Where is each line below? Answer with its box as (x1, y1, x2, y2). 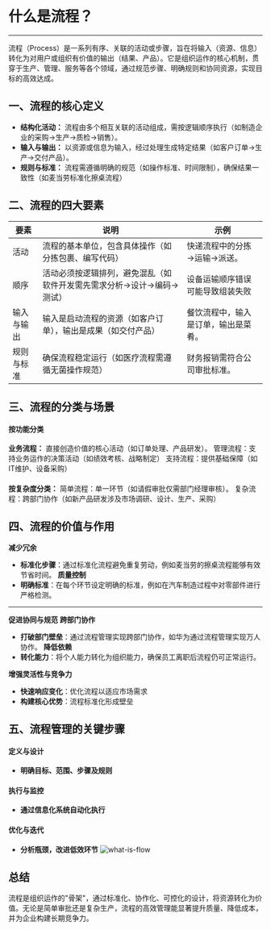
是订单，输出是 (186, 319, 244, 330)
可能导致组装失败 (186, 286, 252, 297)
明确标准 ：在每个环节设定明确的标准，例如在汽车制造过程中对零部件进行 (19, 580, 261, 590)
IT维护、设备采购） (8, 464, 72, 473)
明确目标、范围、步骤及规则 (19, 765, 113, 775)
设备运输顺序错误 (186, 273, 252, 285)
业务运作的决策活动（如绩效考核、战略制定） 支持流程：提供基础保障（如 (15, 453, 258, 464)
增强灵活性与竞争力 (8, 669, 73, 678)
